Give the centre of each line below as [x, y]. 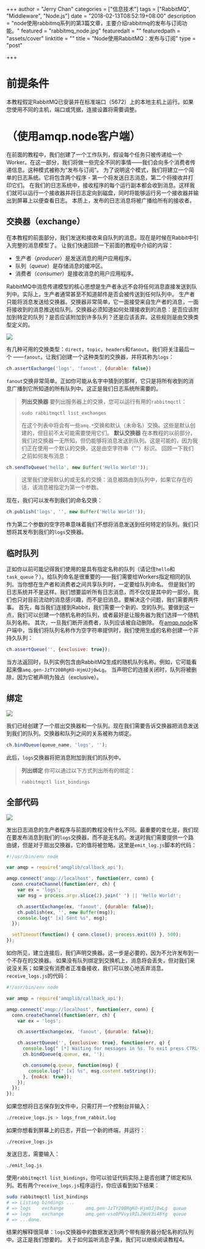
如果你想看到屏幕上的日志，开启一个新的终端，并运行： [76, 1130]
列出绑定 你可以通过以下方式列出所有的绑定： [78, 770]
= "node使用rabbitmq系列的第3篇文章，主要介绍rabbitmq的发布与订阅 [94, 23]
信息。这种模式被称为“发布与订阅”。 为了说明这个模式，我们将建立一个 [100, 169]
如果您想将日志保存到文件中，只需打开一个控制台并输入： [78, 1106]
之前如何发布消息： [45, 456]
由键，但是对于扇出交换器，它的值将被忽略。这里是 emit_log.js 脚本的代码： [102, 845]
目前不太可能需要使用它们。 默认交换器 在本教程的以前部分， [119, 432]
